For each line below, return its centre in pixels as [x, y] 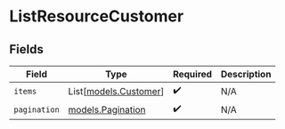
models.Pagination [107, 109]
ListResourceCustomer [97, 16]
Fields [27, 49]
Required [192, 74]
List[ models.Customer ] [116, 91]
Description [246, 74]
